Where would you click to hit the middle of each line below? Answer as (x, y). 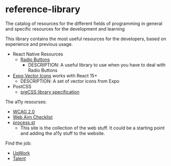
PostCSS (22, 86)
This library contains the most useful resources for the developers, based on (86, 39)
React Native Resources (38, 54)
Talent (19, 158)
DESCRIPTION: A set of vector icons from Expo (70, 81)
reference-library (43, 9)
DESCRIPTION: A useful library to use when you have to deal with (97, 65)
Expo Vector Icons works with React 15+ (55, 75)
